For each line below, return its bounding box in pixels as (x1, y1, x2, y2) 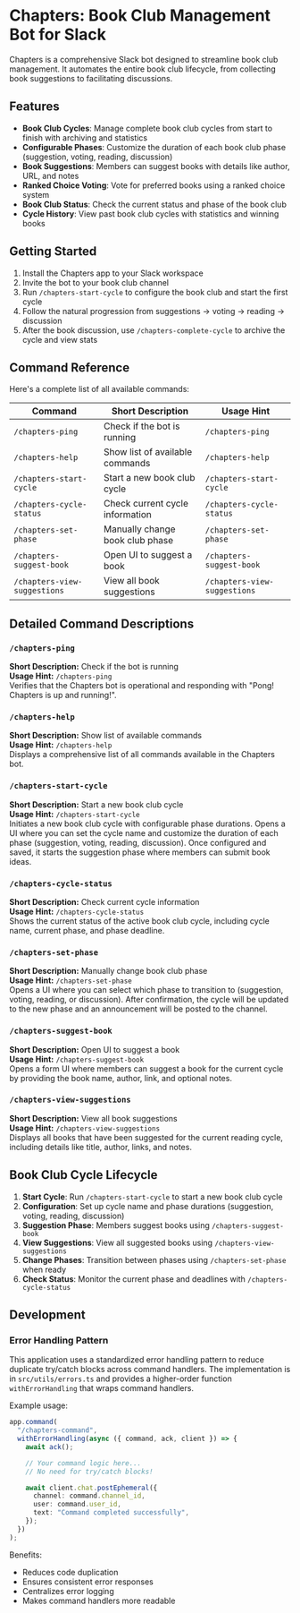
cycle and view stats (21, 334, 98, 345)
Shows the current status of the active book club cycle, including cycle (9, 915, 270, 926)
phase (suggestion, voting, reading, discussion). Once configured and (9, 837, 267, 848)
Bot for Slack (9, 24, 107, 45)
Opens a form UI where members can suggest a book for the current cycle (9, 1063, 284, 1074)
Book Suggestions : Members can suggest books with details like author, (21, 160, 290, 171)
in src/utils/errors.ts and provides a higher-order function (9, 1373, 232, 1384)
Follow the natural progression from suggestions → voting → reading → (21, 305, 286, 316)
